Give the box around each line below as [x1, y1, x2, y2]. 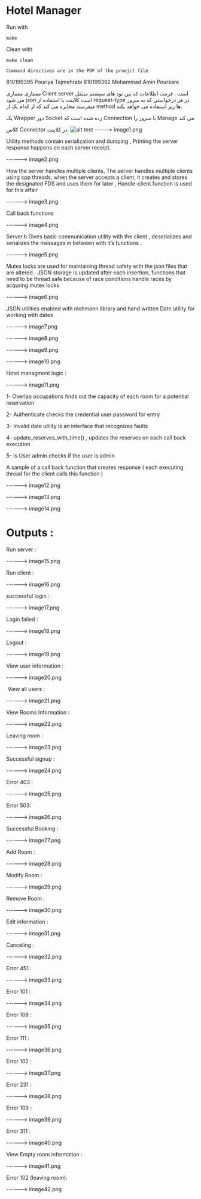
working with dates [6, 311, 54, 318]
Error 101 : [6, 988, 31, 995]
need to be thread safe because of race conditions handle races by [6, 275, 172, 282]
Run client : [6, 569, 34, 576]
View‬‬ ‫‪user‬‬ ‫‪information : [6, 662, 64, 669]
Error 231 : [6, 1081, 32, 1088]
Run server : [6, 546, 36, 553]
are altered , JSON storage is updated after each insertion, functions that [6, 268, 186, 276]
